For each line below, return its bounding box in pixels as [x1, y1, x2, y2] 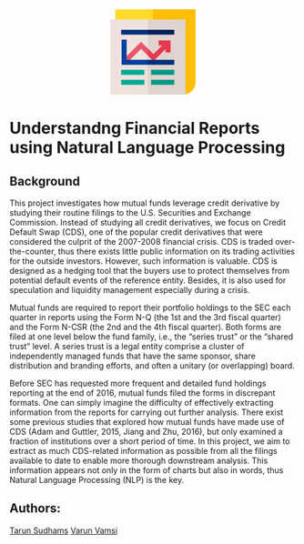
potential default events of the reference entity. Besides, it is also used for [9, 275, 287, 286]
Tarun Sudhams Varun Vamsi [9, 525, 118, 536]
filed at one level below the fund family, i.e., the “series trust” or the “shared [9, 331, 294, 342]
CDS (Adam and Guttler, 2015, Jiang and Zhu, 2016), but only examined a [9, 427, 284, 437]
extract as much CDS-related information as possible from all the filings [9, 446, 278, 456]
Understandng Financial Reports [9, 118, 260, 139]
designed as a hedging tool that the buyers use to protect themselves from [9, 266, 289, 276]
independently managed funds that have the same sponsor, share [9, 350, 257, 361]
